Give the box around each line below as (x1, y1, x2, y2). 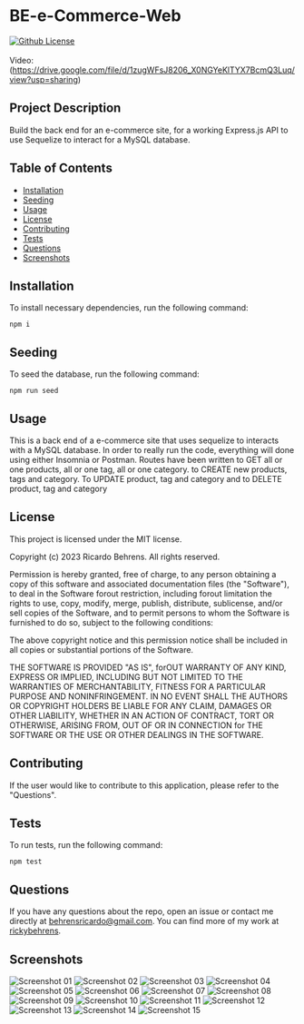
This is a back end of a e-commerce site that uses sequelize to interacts (9, 435, 279, 446)
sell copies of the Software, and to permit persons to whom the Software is (9, 607, 290, 618)
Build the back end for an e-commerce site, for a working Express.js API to (9, 124, 289, 135)
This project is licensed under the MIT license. (9, 533, 182, 545)
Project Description (9, 101, 122, 116)
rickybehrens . (9, 925, 62, 936)
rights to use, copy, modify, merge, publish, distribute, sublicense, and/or (9, 597, 283, 608)
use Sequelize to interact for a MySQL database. (9, 133, 191, 145)
